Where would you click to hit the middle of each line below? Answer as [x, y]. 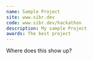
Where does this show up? [39, 50]
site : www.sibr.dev [31, 17]
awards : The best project [38, 34]
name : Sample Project [33, 12]
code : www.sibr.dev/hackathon [44, 23]
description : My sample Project [46, 28]
